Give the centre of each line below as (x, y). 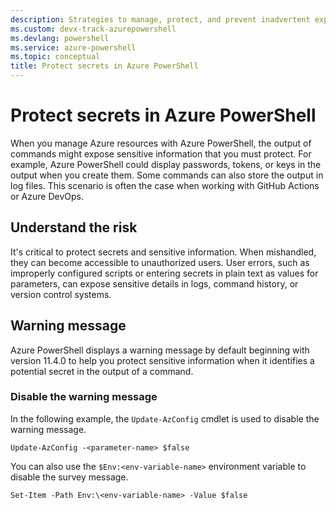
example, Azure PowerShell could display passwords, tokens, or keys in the (166, 164)
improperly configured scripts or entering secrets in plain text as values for (164, 273)
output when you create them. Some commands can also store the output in (167, 175)
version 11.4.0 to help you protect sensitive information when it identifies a (162, 360)
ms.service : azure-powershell (73, 47)
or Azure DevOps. (47, 196)
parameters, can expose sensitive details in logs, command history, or (154, 283)
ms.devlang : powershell (60, 38)
